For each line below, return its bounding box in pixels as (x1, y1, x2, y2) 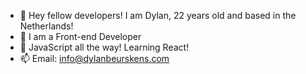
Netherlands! (19, 20, 74, 32)
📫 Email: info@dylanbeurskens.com (19, 53, 170, 64)
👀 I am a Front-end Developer (19, 31, 142, 42)
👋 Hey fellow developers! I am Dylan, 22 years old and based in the (19, 10, 297, 21)
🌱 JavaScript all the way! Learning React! (19, 41, 190, 53)
